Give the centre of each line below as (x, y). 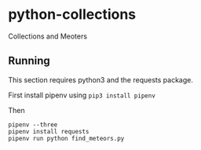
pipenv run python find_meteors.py (66, 138)
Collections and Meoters (48, 36)
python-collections (72, 15)
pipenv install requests (49, 131)
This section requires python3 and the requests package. (101, 79)
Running (29, 61)
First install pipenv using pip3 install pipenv (82, 95)
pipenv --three (33, 124)
